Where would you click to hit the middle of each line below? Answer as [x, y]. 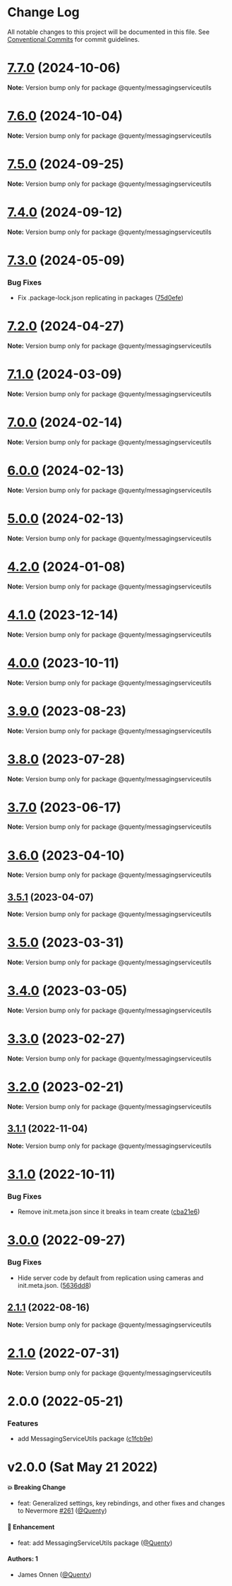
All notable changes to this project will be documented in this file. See [109, 32]
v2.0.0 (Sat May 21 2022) [83, 1467]
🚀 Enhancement [31, 1527]
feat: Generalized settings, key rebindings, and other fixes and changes [121, 1503]
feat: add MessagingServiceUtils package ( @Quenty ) [95, 1543]
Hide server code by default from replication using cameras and [110, 1278]
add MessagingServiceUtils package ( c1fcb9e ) [85, 1439]
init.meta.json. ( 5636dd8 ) [54, 1285]
